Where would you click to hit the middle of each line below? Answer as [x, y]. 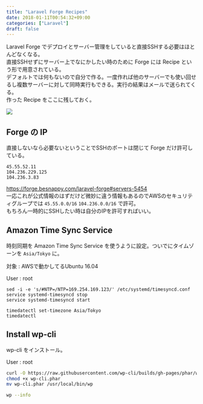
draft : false [23, 29]
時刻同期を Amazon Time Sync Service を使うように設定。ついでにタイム [98, 245]
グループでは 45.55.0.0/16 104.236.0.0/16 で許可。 [75, 204]
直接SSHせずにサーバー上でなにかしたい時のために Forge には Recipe [93, 62]
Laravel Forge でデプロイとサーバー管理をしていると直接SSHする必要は [95, 47]
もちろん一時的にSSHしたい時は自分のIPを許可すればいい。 [80, 211]
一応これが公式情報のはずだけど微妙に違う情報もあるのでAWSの [86, 196]
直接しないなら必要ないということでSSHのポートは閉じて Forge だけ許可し [100, 148]
